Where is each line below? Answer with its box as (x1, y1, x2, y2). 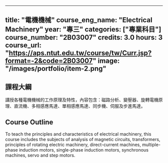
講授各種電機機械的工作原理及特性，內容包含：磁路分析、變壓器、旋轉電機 (5, 97, 158, 103)
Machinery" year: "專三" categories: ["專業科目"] (5, 25, 161, 34)
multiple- (141, 142, 161, 148)
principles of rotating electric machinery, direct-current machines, (5, 142, 141, 148)
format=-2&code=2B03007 (5, 57, 93, 65)
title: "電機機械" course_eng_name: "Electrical (5, 16, 152, 24)
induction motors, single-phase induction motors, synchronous (19, 147, 149, 153)
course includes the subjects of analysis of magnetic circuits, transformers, (5, 137, 160, 143)
